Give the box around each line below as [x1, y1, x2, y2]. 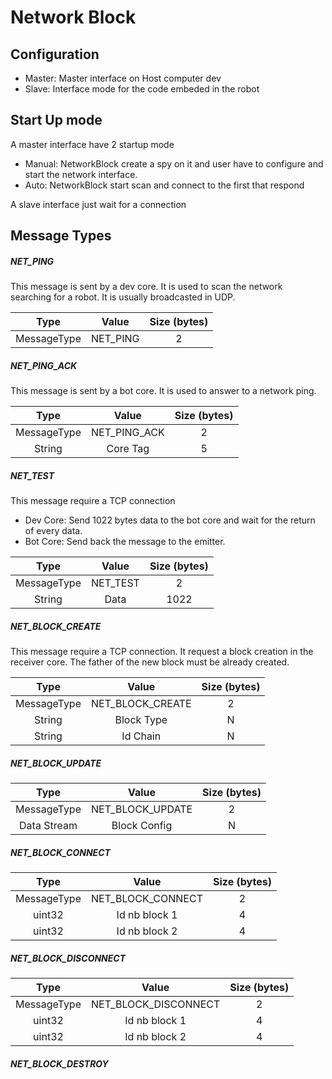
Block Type [114, 713, 168, 727]
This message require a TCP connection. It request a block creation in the [10, 646, 314, 658]
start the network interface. [24, 168, 138, 180]
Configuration [10, 46, 100, 63]
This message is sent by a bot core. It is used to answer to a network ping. [10, 385, 317, 397]
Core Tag [106, 442, 150, 456]
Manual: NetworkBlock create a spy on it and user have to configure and [24, 157, 324, 170]
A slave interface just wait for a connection [10, 198, 187, 210]
